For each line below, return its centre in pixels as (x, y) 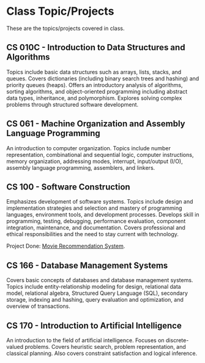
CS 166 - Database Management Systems (87, 265)
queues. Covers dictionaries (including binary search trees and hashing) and (103, 78)
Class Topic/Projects (60, 11)
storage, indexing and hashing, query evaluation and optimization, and (95, 300)
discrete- (177, 340)
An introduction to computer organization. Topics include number (89, 148)
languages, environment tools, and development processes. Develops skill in (103, 215)
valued (15, 347)
